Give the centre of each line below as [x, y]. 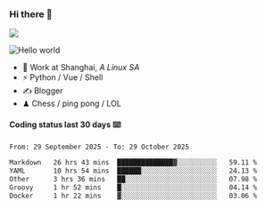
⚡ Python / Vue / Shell [62, 77]
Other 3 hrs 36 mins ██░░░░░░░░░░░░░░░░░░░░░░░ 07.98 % [133, 180]
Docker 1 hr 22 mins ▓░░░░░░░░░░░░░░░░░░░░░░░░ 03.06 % [133, 196]
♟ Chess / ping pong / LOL [72, 104]
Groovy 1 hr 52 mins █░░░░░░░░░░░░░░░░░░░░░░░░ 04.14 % [133, 188]
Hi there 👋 [31, 14]
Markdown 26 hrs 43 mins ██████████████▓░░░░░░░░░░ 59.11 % [133, 163]
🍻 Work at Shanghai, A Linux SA [81, 68]
